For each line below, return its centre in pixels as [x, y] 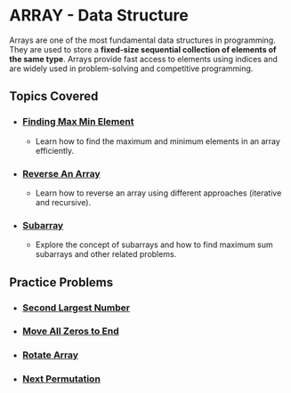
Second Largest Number [76, 308]
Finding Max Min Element [78, 122]
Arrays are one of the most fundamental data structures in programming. [142, 40]
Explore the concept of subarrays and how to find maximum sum [154, 245]
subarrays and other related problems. [106, 254]
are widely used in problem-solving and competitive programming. [131, 68]
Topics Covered [54, 96]
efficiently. [55, 150]
